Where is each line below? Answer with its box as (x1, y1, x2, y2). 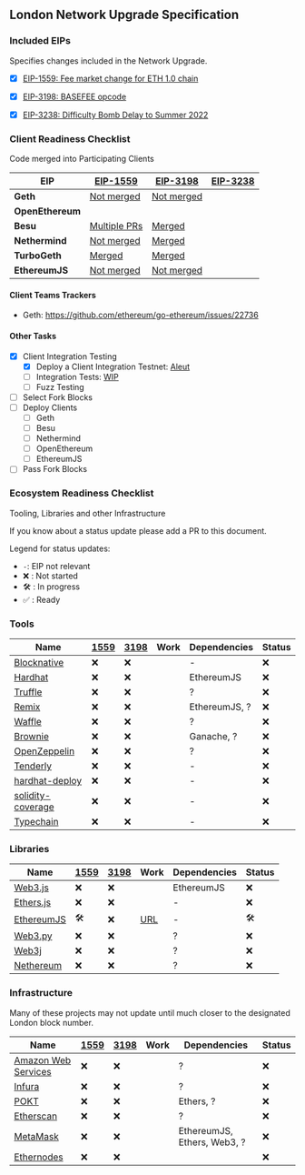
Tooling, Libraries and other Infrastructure (9, 507, 166, 518)
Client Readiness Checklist (9, 132, 131, 145)
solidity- (14, 788, 52, 801)
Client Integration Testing (22, 350, 117, 362)
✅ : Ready (22, 594, 61, 605)
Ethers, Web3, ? (178, 1136, 246, 1149)
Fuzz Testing (35, 381, 84, 392)
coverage (14, 800, 54, 813)
